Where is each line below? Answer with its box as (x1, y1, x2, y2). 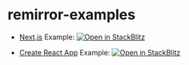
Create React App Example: (18, 47, 111, 57)
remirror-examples (7, 6, 136, 24)
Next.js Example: (18, 32, 75, 42)
